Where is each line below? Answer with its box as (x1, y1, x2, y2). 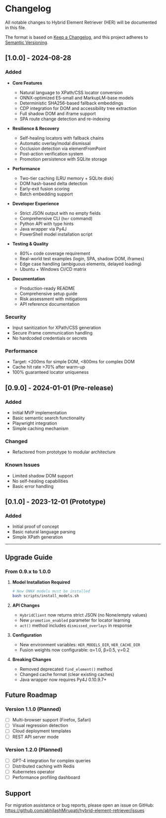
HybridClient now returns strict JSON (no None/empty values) (19, 612, 147, 618)
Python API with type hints (19, 221, 74, 227)
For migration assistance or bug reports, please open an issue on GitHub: (5, 802, 154, 808)
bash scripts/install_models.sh (12, 593, 79, 598)
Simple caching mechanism (12, 425, 69, 431)
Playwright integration (12, 420, 57, 426)
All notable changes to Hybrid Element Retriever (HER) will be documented (5, 19, 157, 25)
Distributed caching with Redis (12, 763, 75, 769)
